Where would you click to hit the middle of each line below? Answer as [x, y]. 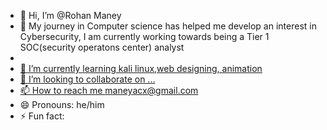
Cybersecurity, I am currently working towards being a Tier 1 [144, 36]
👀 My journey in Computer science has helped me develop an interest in [168, 26]
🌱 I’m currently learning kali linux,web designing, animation [141, 68]
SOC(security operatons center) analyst [102, 47]
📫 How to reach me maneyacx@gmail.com [109, 90]
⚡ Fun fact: [42, 116]
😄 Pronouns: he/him [62, 104]
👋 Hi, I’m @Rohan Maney [70, 15]
